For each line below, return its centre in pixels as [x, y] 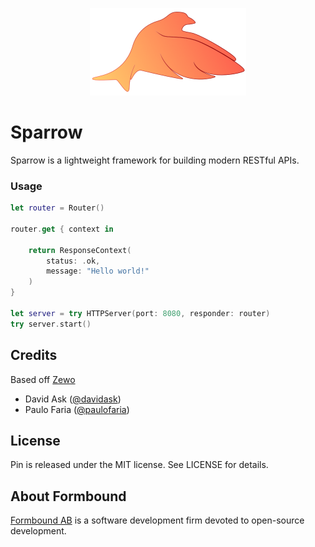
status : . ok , [73, 261]
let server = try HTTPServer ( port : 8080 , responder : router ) [140, 313]
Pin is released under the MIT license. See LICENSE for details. [139, 465]
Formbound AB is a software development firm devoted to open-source [157, 520]
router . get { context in [62, 229]
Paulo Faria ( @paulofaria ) [77, 409]
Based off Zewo [43, 379]
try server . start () [51, 324]
